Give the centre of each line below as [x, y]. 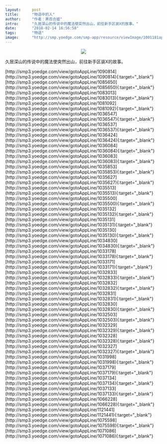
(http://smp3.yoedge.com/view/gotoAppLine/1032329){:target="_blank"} [80, 330]
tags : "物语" [25, 33]
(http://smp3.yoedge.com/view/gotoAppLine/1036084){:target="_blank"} [80, 151]
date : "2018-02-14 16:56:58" [42, 28]
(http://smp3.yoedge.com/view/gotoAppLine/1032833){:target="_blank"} [80, 277]
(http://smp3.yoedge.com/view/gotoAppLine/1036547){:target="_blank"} [80, 119]
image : [12, 38]
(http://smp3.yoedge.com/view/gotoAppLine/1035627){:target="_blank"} [80, 182]
